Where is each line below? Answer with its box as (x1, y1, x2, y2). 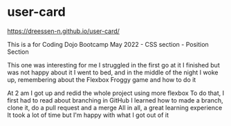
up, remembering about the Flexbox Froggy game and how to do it (7, 75, 196, 83)
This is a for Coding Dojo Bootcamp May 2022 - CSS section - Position (7, 40, 209, 48)
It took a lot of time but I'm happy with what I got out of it (7, 111, 169, 119)
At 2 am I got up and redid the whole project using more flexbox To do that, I (7, 89, 225, 97)
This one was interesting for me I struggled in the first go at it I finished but (7, 61, 220, 69)
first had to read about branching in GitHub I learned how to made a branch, (7, 96, 223, 104)
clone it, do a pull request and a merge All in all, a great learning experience (7, 103, 223, 112)
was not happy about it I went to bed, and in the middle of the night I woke (7, 68, 219, 76)
